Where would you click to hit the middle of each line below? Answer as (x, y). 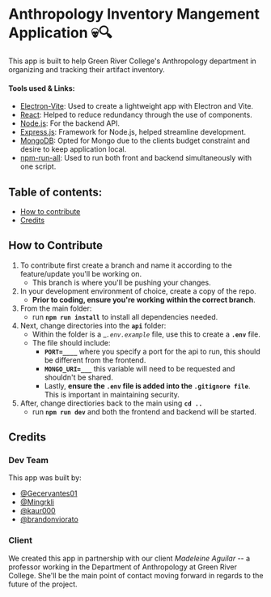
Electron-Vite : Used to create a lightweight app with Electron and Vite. (136, 106)
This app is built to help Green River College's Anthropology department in (132, 61)
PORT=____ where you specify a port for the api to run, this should (152, 351)
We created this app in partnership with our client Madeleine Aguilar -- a (129, 558)
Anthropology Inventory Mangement (134, 14)
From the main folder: (56, 308)
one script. (38, 166)
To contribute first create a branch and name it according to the (126, 265)
